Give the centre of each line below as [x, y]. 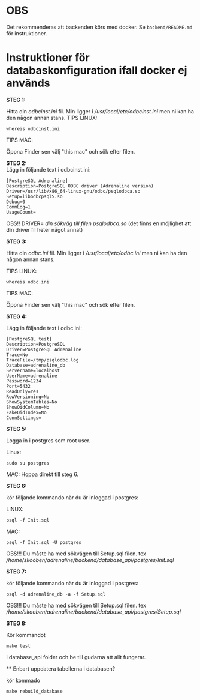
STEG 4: [16, 316]
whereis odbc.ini [28, 282]
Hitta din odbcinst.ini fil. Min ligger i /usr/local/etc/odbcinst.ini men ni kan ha [100, 111]
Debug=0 [16, 202]
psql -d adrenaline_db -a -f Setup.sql [56, 594]
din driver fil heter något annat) [45, 229]
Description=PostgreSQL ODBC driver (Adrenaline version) [80, 186]
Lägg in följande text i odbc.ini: [44, 328]
